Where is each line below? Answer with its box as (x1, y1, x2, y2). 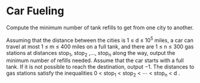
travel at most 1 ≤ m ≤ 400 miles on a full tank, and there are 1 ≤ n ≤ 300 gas (6, 43, 194, 50)
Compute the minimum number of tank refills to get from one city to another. (6, 24, 194, 31)
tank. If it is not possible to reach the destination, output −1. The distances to (6, 63, 195, 70)
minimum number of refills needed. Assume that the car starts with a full (6, 57, 184, 64)
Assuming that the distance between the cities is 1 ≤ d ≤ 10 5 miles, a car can (6, 35, 194, 44)
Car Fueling (6, 4, 64, 18)
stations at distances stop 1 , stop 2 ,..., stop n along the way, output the (6, 49, 176, 58)
